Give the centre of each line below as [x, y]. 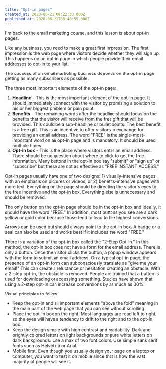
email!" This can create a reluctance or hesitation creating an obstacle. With [83, 268]
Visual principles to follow [31, 294]
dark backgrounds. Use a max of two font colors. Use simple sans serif [85, 340]
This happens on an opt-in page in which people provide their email [74, 59]
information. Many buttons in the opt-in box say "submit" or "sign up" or [86, 161]
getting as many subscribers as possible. [47, 79]
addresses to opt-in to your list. [37, 64]
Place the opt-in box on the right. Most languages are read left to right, [84, 314]
